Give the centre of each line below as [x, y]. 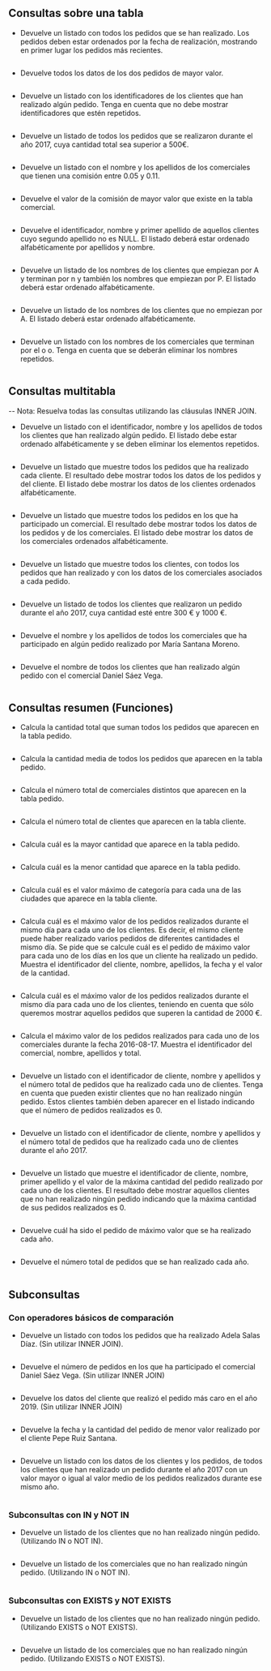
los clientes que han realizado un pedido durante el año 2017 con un [134, 1470]
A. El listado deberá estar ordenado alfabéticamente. [108, 319]
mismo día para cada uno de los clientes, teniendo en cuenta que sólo [137, 1005]
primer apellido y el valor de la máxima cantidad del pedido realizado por [142, 1182]
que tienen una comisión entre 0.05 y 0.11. [90, 176]
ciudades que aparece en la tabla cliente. [89, 898]
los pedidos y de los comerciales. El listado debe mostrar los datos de [136, 532]
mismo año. [39, 1487]
